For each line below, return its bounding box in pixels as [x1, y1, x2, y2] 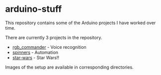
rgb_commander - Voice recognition [12, 44, 87, 50]
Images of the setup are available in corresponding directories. [5, 64, 134, 70]
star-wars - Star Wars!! [12, 54, 60, 60]
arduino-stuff [5, 3, 62, 15]
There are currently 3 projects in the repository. [5, 35, 102, 40]
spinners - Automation [12, 49, 59, 55]
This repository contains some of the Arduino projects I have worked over [5, 20, 156, 26]
